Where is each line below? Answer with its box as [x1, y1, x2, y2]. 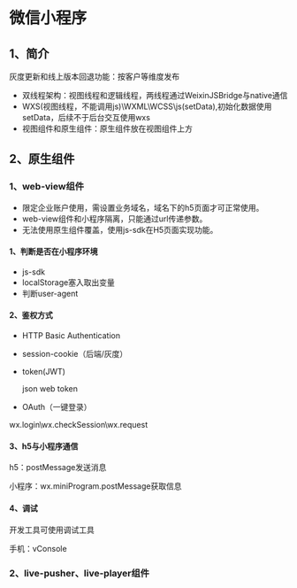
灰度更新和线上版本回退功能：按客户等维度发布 [9, 72, 179, 81]
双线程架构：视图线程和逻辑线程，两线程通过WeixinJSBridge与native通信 [21, 90, 288, 100]
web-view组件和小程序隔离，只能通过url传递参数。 [21, 213, 208, 224]
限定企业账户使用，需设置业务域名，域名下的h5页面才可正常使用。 [21, 202, 264, 213]
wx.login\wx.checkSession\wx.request [9, 420, 148, 430]
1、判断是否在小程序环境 [9, 246, 99, 257]
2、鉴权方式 [9, 310, 53, 321]
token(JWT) [21, 367, 66, 377]
